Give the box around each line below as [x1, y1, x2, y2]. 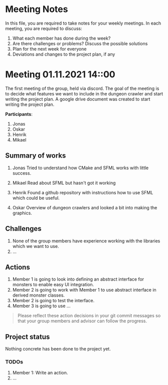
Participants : [5, 111, 33, 117]
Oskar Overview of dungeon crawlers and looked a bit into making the [12, 204, 157, 210]
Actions [5, 263, 30, 272]
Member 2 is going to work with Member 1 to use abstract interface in [12, 287, 156, 293]
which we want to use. [12, 243, 59, 249]
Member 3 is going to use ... [12, 303, 71, 309]
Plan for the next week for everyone [12, 46, 87, 52]
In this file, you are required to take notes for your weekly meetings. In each [5, 20, 161, 26]
